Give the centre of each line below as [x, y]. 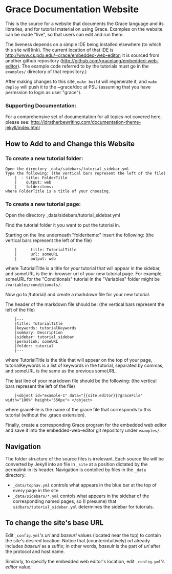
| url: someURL [36, 254]
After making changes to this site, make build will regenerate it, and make [81, 81]
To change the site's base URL [55, 523]
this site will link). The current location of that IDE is [59, 50]
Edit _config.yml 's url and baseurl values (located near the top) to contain [83, 535]
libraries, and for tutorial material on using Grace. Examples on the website [84, 29]
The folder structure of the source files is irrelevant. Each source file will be [85, 459]
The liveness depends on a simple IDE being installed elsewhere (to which [83, 44]
